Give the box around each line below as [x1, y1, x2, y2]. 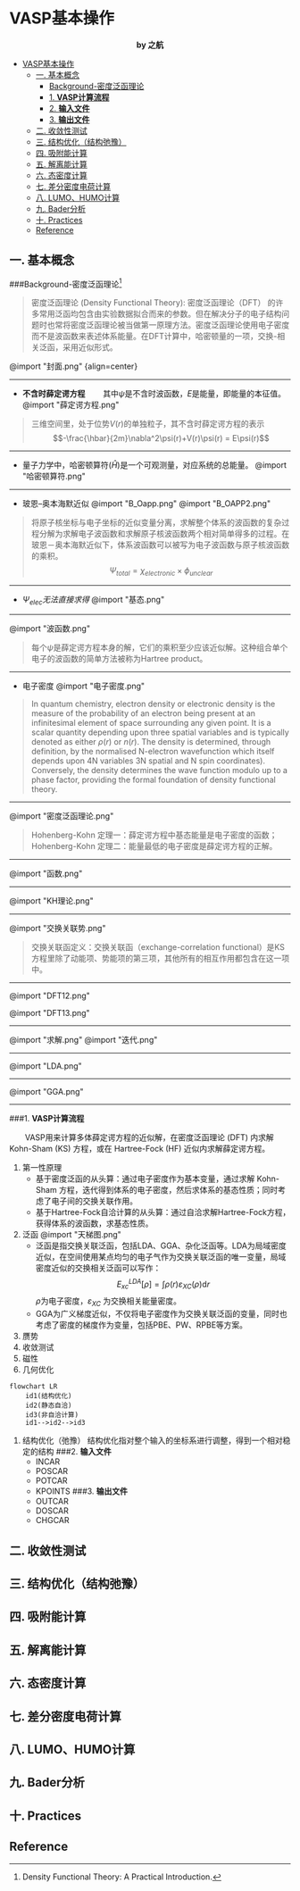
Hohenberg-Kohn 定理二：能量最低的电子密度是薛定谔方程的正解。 [30, 841, 278, 851]
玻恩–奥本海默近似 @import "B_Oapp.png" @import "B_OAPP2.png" [21, 498, 271, 509]
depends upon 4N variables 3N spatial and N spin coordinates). [30, 755, 266, 766]
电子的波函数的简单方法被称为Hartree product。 [30, 654, 208, 663]
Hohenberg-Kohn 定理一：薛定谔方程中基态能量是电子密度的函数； [30, 829, 278, 840]
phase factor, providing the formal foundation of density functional [30, 774, 277, 785]
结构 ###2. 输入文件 [37, 1446, 112, 1457]
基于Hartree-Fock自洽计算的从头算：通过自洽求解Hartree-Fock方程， [35, 1207, 291, 1217]
